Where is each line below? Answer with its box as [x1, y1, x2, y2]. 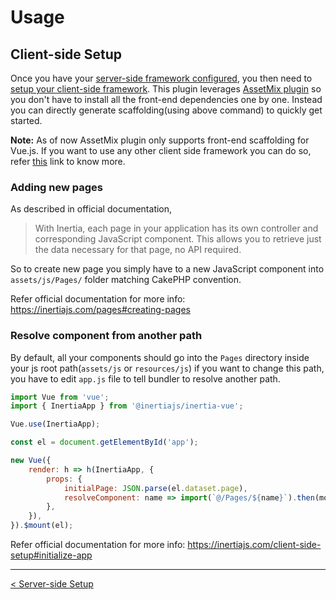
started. [10, 115, 43, 126]
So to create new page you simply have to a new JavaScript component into [10, 263, 325, 275]
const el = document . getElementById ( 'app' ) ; [10, 437, 199, 448]
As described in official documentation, [10, 203, 173, 215]
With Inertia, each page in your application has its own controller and [34, 222, 319, 235]
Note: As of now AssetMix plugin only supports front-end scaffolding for [10, 134, 310, 146]
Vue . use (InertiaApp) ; [10, 419, 101, 430]
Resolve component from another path [10, 329, 203, 343]
